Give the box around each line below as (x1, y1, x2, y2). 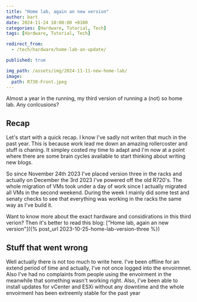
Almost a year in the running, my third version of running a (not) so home (6, 95, 183, 102)
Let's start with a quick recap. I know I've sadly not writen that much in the (6, 134, 186, 141)
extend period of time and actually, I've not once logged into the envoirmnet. (6, 264, 192, 271)
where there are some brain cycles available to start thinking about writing (6, 152, 186, 160)
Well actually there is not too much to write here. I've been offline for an (6, 258, 179, 265)
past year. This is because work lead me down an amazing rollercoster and (6, 140, 188, 147)
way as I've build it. (6, 201, 53, 209)
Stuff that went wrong (6, 243, 88, 253)
